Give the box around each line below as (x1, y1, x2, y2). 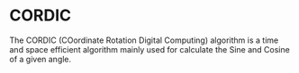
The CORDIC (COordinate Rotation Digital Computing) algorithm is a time (9, 35, 279, 45)
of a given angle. (9, 53, 72, 64)
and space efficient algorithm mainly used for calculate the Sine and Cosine (9, 44, 290, 54)
